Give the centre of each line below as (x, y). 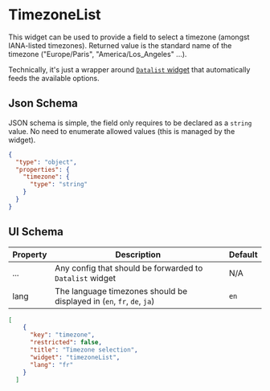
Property (30, 255)
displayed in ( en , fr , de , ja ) (105, 301)
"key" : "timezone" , (62, 335)
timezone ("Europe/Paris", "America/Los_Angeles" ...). (98, 54)
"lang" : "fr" (51, 365)
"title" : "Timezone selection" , (84, 350)
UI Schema (36, 232)
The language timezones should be (121, 291)
